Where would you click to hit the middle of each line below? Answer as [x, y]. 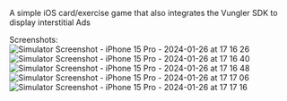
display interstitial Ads [50, 22]
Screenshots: [34, 40]
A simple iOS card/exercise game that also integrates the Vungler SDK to [143, 13]
